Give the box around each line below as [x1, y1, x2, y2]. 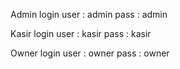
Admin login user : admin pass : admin [10, 9, 168, 20]
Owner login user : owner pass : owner [10, 47, 170, 59]
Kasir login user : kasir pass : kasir [10, 28, 152, 39]
